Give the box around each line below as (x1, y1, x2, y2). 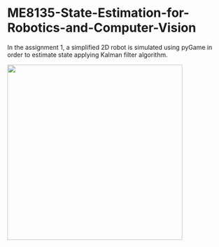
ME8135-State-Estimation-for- (7, 5, 190, 21)
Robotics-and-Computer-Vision (7, 20, 197, 36)
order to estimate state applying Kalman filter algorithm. (7, 51, 168, 59)
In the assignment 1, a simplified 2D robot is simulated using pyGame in (7, 43, 213, 51)
